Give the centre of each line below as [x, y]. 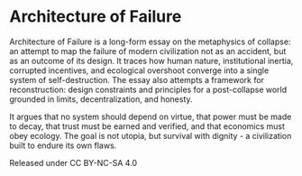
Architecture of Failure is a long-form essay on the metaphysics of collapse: [150, 42]
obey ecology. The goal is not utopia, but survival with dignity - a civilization [151, 135]
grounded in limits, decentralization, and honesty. [101, 99]
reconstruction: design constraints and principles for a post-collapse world [148, 89]
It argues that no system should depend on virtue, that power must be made [151, 116]
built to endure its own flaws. [63, 145]
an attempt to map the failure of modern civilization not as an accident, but [148, 51]
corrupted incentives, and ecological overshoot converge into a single [139, 70]
